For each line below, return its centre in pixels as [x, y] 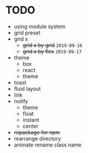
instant [31, 120]
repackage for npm [37, 132]
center [30, 126]
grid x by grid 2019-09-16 [52, 45]
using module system [40, 26]
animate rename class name [48, 145]
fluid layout [27, 89]
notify [21, 101]
